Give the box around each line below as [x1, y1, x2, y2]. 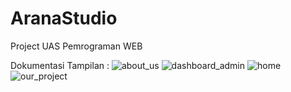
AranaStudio [10, 7, 118, 30]
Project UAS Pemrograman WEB [10, 40, 143, 52]
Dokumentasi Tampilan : [10, 59, 110, 71]
